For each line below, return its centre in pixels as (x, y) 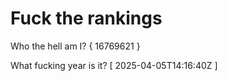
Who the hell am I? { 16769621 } (75, 46)
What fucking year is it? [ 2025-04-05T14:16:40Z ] (114, 65)
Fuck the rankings (86, 18)
